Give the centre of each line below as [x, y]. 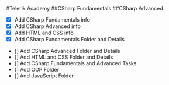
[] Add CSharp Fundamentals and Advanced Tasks [75, 63]
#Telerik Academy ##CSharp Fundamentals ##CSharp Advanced [85, 8]
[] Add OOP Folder [37, 70]
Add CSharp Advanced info [47, 26]
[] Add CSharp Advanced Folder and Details [67, 51]
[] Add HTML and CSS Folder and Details [64, 57]
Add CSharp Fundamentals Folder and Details [69, 40]
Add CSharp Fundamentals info [52, 20]
